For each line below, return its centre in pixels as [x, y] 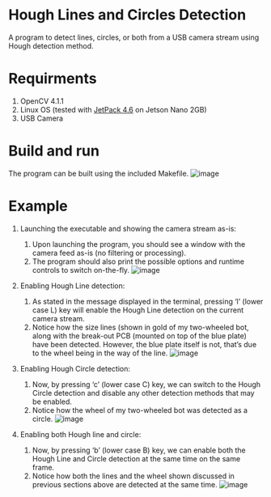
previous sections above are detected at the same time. [125, 484]
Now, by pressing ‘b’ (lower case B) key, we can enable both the [139, 450]
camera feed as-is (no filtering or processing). [109, 253]
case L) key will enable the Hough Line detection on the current [138, 310]
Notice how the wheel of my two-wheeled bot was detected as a [140, 410]
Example [38, 206]
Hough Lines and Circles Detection [127, 15]
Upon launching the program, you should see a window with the [139, 244]
